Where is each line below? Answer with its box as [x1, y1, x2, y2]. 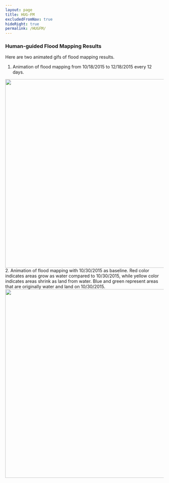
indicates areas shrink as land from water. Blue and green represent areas [5, 278, 158, 284]
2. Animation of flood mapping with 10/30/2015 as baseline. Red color [5, 268, 149, 274]
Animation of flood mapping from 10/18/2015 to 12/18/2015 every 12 [12, 64, 152, 70]
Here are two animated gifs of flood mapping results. [5, 54, 115, 60]
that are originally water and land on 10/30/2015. [5, 284, 106, 290]
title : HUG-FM [5, 12, 35, 17]
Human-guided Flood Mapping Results [5, 43, 102, 50]
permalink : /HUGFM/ [5, 26, 46, 31]
